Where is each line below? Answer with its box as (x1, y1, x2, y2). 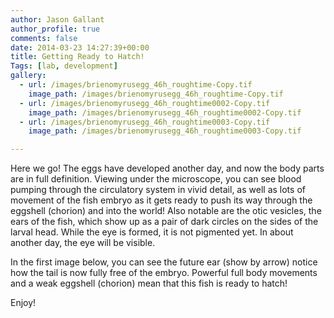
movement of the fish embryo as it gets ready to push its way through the (10, 194, 313, 206)
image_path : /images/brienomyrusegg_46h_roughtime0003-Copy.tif (28, 126, 302, 136)
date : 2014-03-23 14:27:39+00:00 (10, 42, 150, 53)
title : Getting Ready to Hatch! (10, 52, 145, 62)
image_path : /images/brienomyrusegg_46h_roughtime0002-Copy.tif (28, 107, 302, 118)
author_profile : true (10, 24, 101, 34)
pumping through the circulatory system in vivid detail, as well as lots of (10, 184, 306, 196)
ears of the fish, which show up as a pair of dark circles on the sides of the (10, 216, 319, 228)
